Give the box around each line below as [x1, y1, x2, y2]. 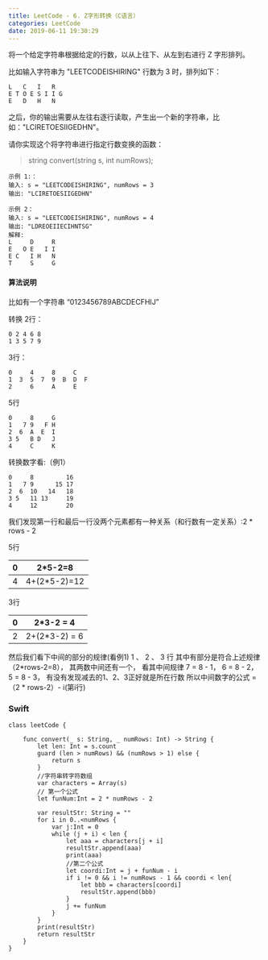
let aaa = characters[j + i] [65, 837, 163, 845]
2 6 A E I [8, 428, 56, 436]
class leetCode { [8, 721, 67, 729]
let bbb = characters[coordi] [80, 880, 182, 889]
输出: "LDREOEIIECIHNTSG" [8, 222, 93, 231]
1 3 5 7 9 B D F [8, 376, 89, 384]
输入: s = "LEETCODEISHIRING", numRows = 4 [8, 214, 155, 222]
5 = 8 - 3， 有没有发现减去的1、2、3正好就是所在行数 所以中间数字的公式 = [8, 672, 258, 682]
